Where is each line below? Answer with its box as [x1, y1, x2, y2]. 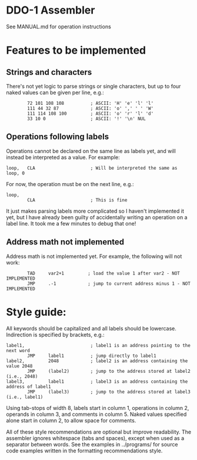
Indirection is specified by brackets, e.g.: [6, 331, 105, 338]
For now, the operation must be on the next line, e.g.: [6, 180, 134, 187]
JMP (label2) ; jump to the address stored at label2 [27, 368, 191, 374]
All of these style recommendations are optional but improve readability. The [6, 428, 192, 435]
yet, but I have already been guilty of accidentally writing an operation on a [6, 213, 188, 221]
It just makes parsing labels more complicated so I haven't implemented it [6, 207, 184, 214]
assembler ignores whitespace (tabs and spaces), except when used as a [6, 434, 185, 442]
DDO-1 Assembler [6, 4, 95, 17]
